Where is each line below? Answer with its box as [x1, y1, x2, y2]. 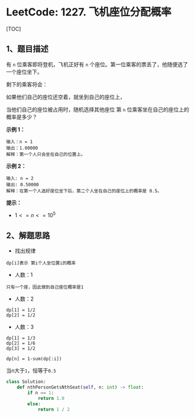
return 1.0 [37, 395, 65, 401]
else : [27, 400, 41, 407]
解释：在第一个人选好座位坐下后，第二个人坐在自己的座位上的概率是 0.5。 [6, 188, 162, 194]
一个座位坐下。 [6, 68, 43, 75]
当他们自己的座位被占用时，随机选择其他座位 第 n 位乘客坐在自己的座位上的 [6, 106, 189, 113]
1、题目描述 [6, 44, 49, 54]
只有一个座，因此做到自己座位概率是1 [6, 285, 84, 290]
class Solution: [6, 379, 46, 385]
